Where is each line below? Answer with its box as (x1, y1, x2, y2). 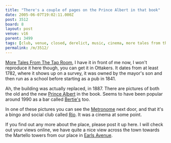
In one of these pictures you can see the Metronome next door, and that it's (5, 106, 164, 112)
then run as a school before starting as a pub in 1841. (5, 75, 116, 81)
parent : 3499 (5, 36, 33, 41)
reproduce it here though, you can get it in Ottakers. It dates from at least (5, 65, 159, 71)
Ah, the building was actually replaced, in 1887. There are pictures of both (5, 85, 159, 92)
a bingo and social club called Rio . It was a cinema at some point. (5, 111, 142, 118)
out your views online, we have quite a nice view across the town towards (5, 127, 160, 133)
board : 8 (5, 21, 24, 27)
